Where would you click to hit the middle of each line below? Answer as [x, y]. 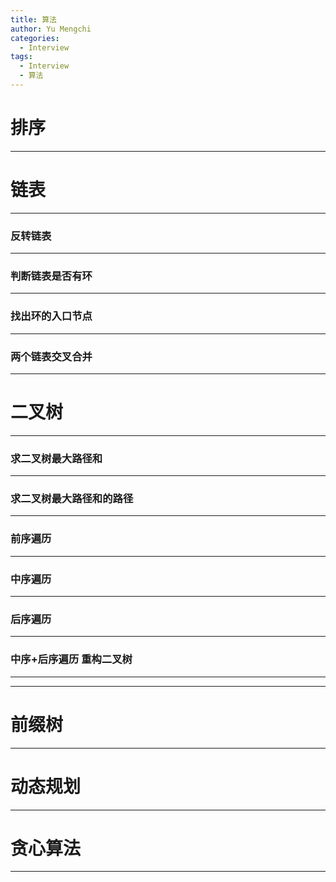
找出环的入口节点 [51, 316]
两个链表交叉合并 [51, 356]
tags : [21, 57]
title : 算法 [33, 19]
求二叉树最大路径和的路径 [72, 499]
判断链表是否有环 [51, 276]
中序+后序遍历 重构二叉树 [71, 659]
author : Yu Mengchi [51, 29]
